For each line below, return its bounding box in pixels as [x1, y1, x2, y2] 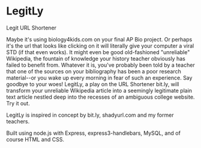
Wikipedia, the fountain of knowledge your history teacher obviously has [6, 55, 186, 62]
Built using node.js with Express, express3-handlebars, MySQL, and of [6, 129, 181, 137]
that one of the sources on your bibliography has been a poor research [6, 67, 182, 75]
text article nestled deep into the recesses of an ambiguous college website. [6, 93, 195, 100]
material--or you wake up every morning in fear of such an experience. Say [6, 74, 193, 81]
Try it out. [6, 99, 30, 106]
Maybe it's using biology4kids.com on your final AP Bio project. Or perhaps [6, 35, 193, 43]
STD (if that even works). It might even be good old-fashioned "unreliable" [6, 48, 190, 55]
